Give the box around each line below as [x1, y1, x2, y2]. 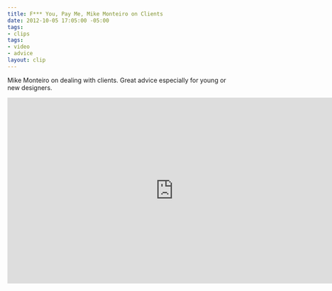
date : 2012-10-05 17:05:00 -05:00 [7, 17, 110, 24]
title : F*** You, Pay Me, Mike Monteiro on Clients [7, 10, 163, 18]
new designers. [7, 83, 52, 92]
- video [7, 43, 31, 50]
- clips [7, 30, 31, 38]
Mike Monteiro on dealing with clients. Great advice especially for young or [7, 76, 227, 84]
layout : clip [7, 57, 46, 64]
